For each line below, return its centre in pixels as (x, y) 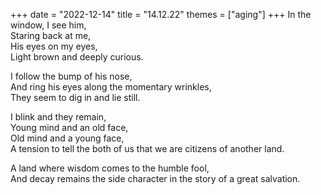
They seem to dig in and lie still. (75, 97)
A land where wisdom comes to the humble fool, (110, 168)
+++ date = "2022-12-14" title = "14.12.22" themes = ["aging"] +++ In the (161, 14)
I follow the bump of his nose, (71, 76)
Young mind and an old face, (69, 127)
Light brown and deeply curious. (77, 57)
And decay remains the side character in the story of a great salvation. (155, 178)
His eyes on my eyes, (54, 46)
